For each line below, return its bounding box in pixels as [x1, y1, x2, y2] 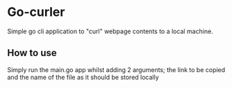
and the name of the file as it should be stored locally [7, 73, 160, 81]
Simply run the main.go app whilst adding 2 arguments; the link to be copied [7, 65, 226, 73]
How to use [7, 47, 57, 59]
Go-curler [7, 4, 65, 20]
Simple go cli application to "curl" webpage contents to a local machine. [7, 27, 213, 35]
